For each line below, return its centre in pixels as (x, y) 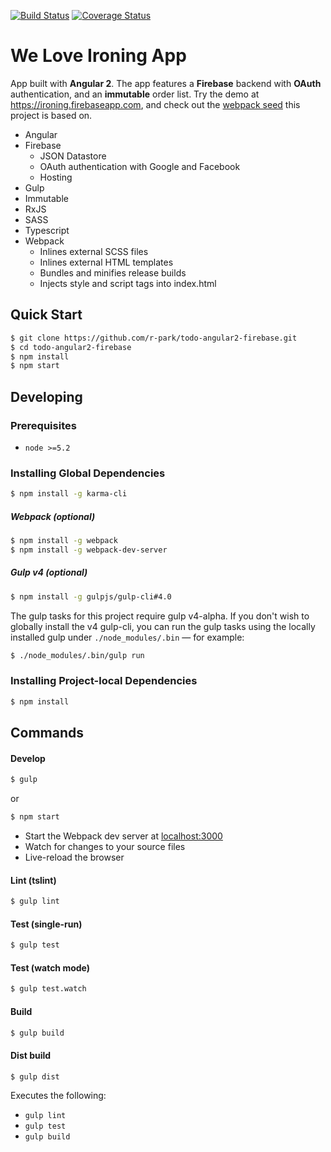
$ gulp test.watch (48, 989)
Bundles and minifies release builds (113, 272)
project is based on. (51, 115)
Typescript (47, 230)
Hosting (56, 177)
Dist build (31, 1055)
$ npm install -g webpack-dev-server (89, 550)
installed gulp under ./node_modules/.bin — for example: (127, 637)
